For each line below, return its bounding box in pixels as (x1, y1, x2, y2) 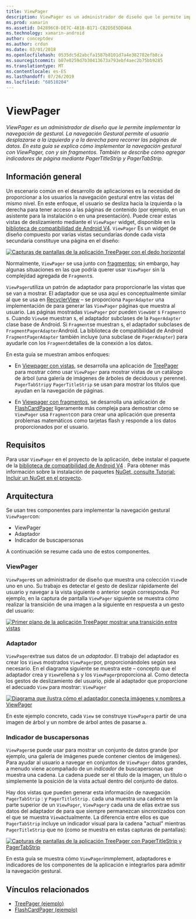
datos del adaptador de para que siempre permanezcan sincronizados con (6, 808, 185, 815)
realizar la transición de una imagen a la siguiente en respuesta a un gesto (6, 601, 185, 608)
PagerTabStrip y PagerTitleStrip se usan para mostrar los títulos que (14, 381, 180, 388)
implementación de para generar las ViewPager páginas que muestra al (6, 302, 176, 309)
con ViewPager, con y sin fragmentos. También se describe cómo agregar (6, 149, 185, 156)
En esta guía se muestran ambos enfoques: (6, 350, 110, 357)
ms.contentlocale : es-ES (6, 68, 66, 74)
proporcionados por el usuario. (14, 423, 89, 430)
